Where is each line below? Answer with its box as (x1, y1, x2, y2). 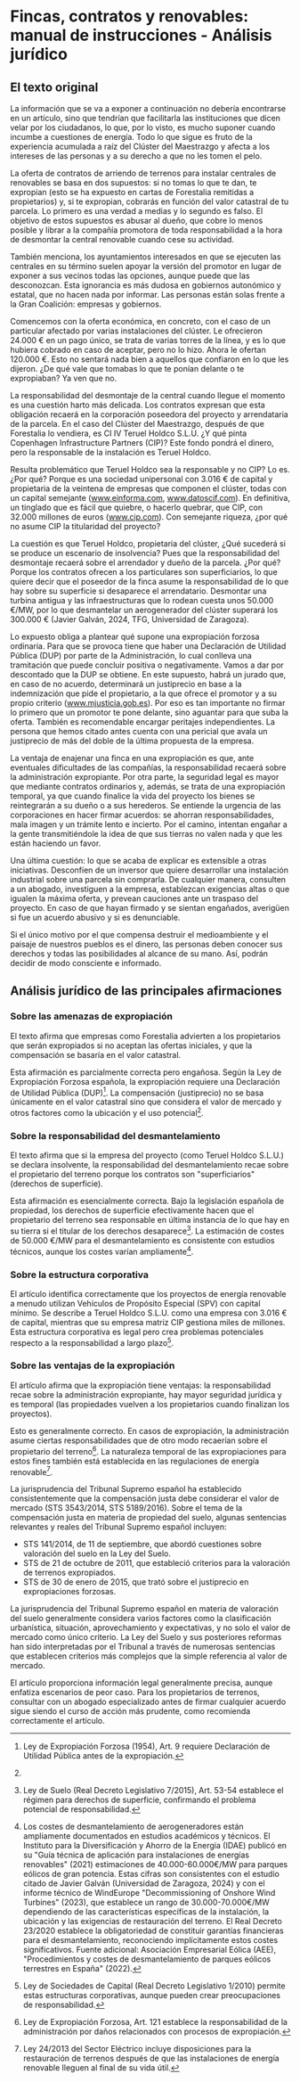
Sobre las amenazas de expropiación (10, 1010, 173, 1022)
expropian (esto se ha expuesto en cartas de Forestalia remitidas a (10, 187, 255, 197)
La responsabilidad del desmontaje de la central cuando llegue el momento (10, 390, 286, 400)
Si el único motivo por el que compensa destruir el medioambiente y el (10, 930, 269, 939)
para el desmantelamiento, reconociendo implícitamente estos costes (22, 1935, 279, 1946)
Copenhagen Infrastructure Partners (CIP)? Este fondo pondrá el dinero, (10, 438, 274, 447)
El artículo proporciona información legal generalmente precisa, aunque (10, 1677, 273, 1688)
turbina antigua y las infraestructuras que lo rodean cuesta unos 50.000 (10, 595, 274, 605)
